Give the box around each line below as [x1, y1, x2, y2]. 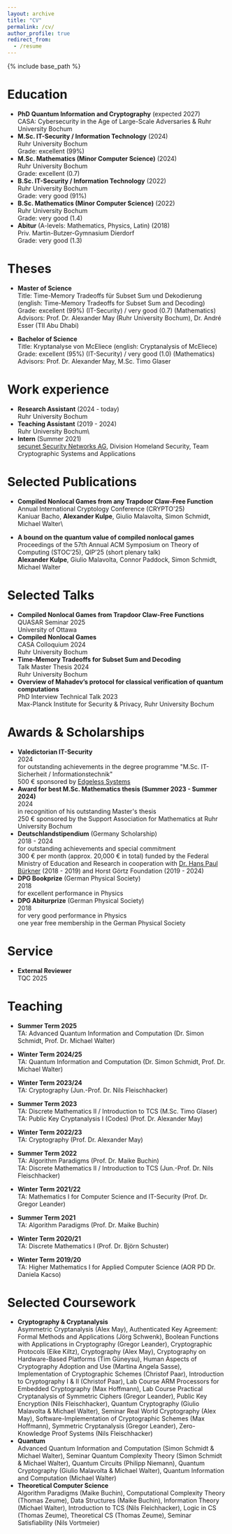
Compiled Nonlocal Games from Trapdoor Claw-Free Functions [17, 610, 205, 619]
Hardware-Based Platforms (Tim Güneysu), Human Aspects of [17, 1355, 197, 1363]
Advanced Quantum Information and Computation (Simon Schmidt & [17, 1444, 215, 1453]
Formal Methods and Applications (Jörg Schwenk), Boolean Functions [17, 1332, 219, 1341]
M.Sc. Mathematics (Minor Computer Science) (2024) [17, 154, 177, 163]
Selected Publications [7, 474, 138, 490]
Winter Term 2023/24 [17, 1078, 82, 1086]
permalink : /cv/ [7, 23, 55, 30]
